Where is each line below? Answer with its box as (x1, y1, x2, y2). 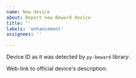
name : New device (6, 8, 50, 15)
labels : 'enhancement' (6, 25, 64, 32)
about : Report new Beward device (6, 15, 91, 21)
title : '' (6, 20, 32, 26)
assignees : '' (6, 31, 42, 37)
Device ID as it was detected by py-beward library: (6, 53, 131, 60)
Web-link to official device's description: (6, 65, 107, 73)
